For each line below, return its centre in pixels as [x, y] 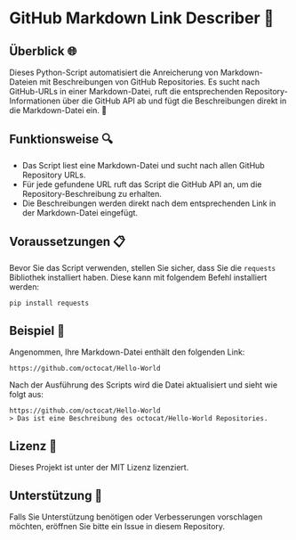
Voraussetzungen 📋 [68, 242]
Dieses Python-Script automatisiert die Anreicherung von [114, 72]
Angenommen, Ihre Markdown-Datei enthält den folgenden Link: [127, 352]
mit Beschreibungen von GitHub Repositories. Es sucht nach [150, 82]
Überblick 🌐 [43, 51]
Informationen [35, 101]
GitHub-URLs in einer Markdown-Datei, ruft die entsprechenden [126, 91]
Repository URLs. [54, 175]
